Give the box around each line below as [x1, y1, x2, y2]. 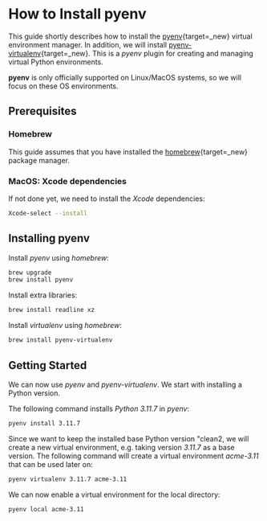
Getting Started [8, 359, 87, 372]
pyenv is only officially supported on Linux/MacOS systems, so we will [8, 72, 242, 82]
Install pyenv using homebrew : [8, 252, 110, 262]
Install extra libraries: [8, 290, 78, 300]
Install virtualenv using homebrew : [8, 321, 123, 330]
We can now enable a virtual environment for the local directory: [8, 490, 220, 499]
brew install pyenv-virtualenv [8, 336, 113, 344]
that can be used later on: [8, 459, 94, 469]
